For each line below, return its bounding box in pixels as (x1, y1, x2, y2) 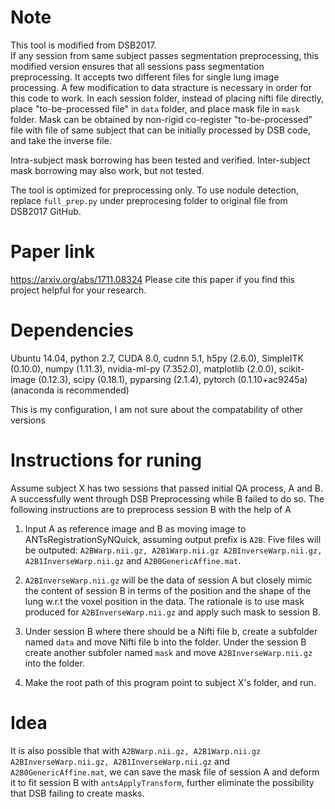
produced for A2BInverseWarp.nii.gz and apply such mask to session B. (24, 606, 322, 618)
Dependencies (10, 319, 134, 342)
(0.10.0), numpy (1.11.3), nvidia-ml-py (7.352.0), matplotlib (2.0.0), (10, 362, 277, 375)
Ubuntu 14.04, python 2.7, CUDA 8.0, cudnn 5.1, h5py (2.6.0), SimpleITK (10, 352, 304, 364)
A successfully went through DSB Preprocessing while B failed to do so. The (10, 492, 325, 505)
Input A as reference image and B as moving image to (24, 522, 247, 535)
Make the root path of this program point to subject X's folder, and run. (24, 676, 317, 688)
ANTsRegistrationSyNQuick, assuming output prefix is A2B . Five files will (24, 533, 322, 545)
